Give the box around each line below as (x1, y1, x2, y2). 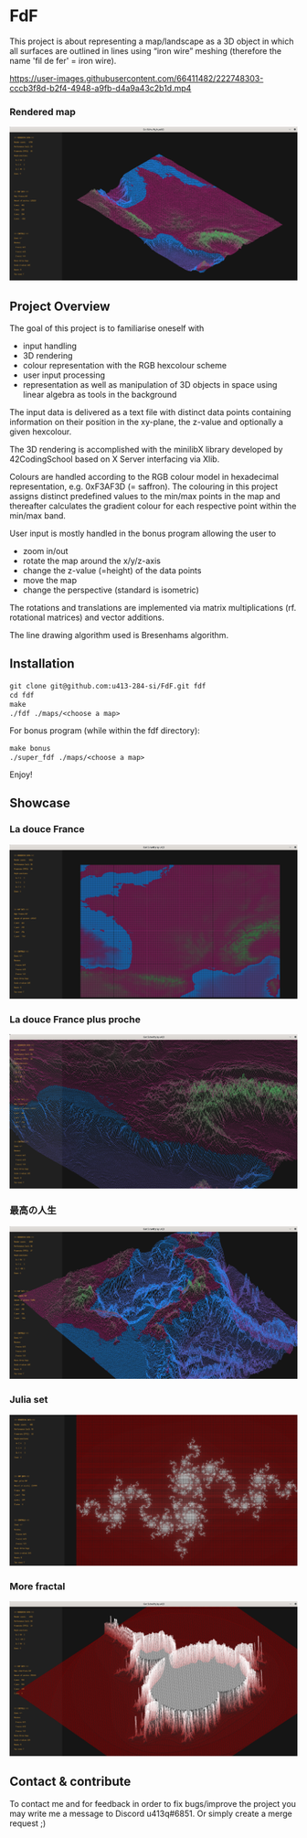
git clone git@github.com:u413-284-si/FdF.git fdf (9, 681, 206, 690)
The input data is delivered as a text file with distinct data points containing (9, 407, 291, 418)
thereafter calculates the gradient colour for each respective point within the (9, 500, 297, 512)
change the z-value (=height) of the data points (22, 565, 202, 576)
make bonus (9, 743, 51, 753)
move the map (22, 575, 78, 586)
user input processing (22, 369, 106, 380)
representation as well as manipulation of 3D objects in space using (22, 379, 278, 390)
